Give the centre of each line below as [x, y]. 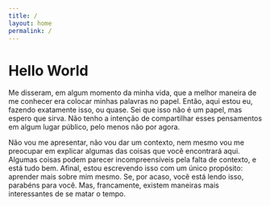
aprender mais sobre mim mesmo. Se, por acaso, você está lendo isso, [126, 177]
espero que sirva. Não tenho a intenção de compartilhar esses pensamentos [135, 118]
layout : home [30, 23]
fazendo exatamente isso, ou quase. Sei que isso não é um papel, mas [125, 110]
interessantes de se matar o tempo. [67, 194]
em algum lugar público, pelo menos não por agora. [94, 127]
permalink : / [30, 31]
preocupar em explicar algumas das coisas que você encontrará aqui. [124, 151]
